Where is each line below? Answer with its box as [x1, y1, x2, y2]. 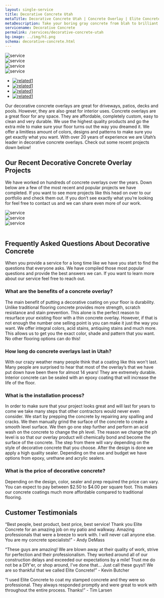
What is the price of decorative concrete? [5, 468, 106, 474]
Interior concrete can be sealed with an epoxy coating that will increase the [5, 374, 157, 380]
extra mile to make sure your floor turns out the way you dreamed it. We [5, 124, 150, 129]
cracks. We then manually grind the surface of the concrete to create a [5, 419, 148, 424]
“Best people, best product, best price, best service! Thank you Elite [5, 522, 143, 527]
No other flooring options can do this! [5, 335, 81, 341]
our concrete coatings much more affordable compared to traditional [5, 489, 143, 495]
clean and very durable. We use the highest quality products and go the [5, 118, 149, 124]
